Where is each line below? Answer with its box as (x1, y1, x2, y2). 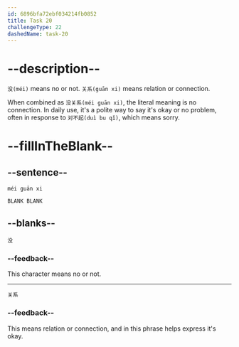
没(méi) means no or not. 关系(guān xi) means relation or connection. (7, 85, 211, 93)
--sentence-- (7, 166, 68, 178)
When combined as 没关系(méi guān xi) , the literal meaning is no (7, 98, 197, 107)
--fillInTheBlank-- (7, 138, 114, 154)
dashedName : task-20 (7, 30, 69, 38)
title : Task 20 (7, 17, 53, 24)
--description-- (7, 61, 101, 77)
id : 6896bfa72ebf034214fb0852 (7, 10, 97, 18)
